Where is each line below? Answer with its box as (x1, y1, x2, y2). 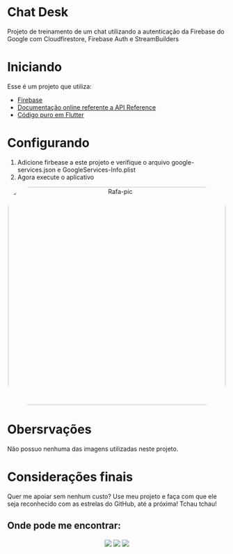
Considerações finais (7, 469, 134, 485)
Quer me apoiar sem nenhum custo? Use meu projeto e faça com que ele (7, 492, 217, 500)
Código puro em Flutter (17, 110, 85, 119)
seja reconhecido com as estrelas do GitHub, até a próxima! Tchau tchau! (7, 500, 217, 508)
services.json (17, 165, 56, 174)
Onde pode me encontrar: (7, 520, 122, 532)
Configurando (7, 135, 90, 151)
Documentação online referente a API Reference (17, 103, 156, 112)
